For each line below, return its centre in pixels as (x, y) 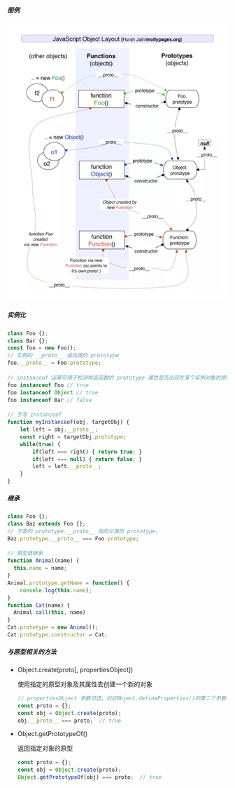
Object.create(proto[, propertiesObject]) (75, 669)
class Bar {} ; (28, 341)
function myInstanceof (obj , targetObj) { (69, 422)
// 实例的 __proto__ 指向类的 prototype (63, 356)
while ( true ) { (40, 444)
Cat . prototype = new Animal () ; (53, 627)
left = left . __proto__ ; (67, 467)
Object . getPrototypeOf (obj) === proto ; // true (90, 777)
